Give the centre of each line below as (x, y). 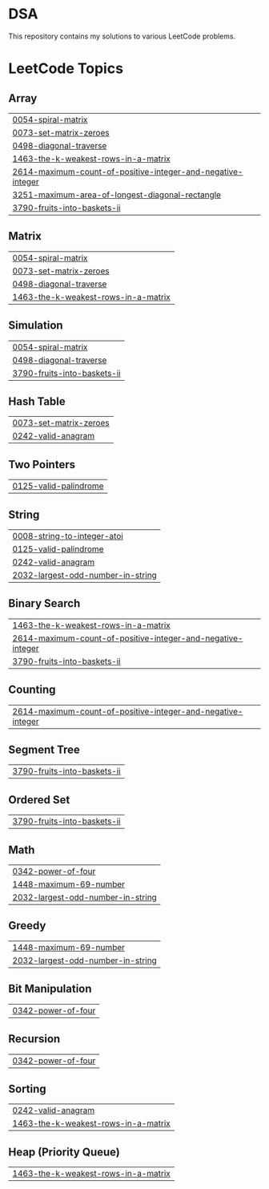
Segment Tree (44, 750)
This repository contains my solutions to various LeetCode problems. (122, 36)
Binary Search (44, 603)
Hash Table (37, 401)
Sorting (27, 1088)
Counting (32, 690)
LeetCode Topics (66, 69)
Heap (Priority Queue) (64, 1152)
